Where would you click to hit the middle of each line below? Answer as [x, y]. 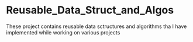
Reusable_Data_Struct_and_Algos [90, 10]
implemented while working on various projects [63, 32]
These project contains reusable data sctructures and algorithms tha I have [96, 26]
